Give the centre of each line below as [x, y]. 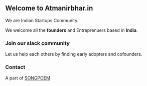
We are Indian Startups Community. [42, 20]
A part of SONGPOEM [28, 78]
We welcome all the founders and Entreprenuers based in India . [71, 30]
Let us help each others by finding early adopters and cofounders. [74, 54]
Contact [15, 67]
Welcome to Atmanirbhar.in [49, 8]
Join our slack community [38, 43]
